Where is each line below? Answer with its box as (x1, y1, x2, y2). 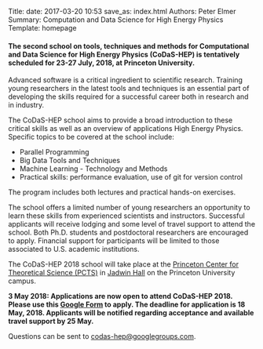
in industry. (8, 100, 45, 110)
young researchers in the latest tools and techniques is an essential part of (8, 84, 250, 93)
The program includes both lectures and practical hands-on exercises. (8, 187, 236, 197)
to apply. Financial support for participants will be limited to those (8, 236, 220, 245)
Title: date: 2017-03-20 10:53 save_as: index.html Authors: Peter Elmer (8, 7, 236, 16)
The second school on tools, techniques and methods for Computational (8, 41, 250, 50)
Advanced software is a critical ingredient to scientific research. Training (8, 75, 243, 85)
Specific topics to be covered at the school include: (8, 133, 174, 142)
